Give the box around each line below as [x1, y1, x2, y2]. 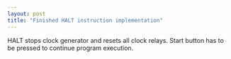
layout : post [7, 10, 46, 18]
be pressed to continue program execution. [7, 44, 134, 52]
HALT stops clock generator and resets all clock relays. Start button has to [7, 36, 225, 44]
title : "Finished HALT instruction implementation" [7, 17, 163, 24]
